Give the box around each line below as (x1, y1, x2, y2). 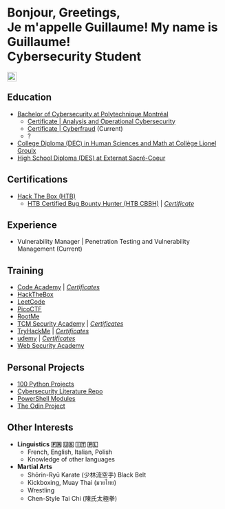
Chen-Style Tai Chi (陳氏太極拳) (27, 494, 118, 502)
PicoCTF (17, 305, 43, 313)
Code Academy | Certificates (17, 283, 100, 291)
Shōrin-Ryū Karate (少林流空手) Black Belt (27, 470, 147, 479)
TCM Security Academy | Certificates (17, 320, 124, 328)
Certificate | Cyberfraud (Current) (27, 124, 123, 132)
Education (7, 92, 52, 103)
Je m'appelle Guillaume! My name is (7, 19, 218, 35)
